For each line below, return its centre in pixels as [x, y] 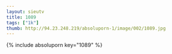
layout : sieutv [25, 12]
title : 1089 [21, 17]
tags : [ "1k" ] [23, 23]
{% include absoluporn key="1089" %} [54, 45]
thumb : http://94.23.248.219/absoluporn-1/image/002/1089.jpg [86, 28]
